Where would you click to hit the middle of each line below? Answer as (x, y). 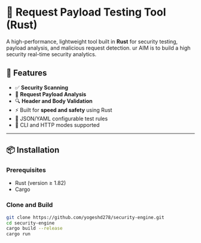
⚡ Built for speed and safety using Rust (63, 110)
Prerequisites (26, 170)
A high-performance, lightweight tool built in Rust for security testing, (92, 41)
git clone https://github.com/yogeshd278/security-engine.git (85, 217)
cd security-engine (31, 223)
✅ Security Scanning (42, 87)
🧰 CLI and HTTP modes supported (57, 124)
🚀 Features (27, 73)
